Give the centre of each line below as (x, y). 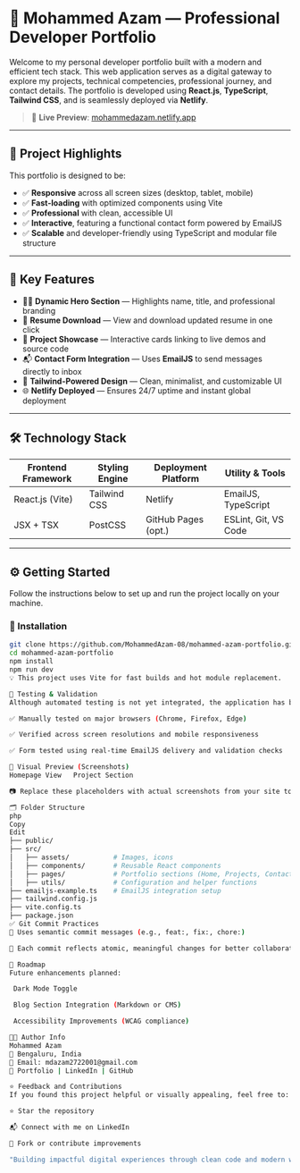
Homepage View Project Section (71, 776)
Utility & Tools (255, 473)
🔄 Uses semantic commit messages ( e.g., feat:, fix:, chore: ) (127, 932)
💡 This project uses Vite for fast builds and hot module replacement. (146, 678)
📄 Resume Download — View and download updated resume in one (147, 320)
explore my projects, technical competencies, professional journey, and (141, 80)
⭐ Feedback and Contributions (66, 1087)
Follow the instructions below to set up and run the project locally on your (144, 594)
